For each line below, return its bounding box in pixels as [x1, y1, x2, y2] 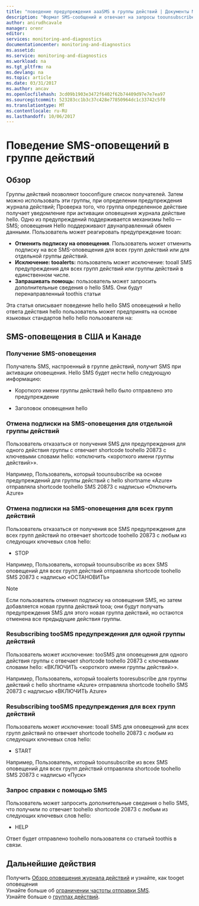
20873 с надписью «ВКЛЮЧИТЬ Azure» [6, 687, 107, 694]
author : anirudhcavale [6, 20, 62, 25]
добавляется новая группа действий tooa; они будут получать [6, 603, 164, 610]
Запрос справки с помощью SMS [6, 786, 108, 795]
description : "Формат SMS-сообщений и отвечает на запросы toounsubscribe [6, 14, 195, 20]
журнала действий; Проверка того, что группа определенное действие [6, 203, 188, 210]
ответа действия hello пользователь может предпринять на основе [6, 308, 178, 315]
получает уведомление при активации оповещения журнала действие [6, 210, 185, 217]
